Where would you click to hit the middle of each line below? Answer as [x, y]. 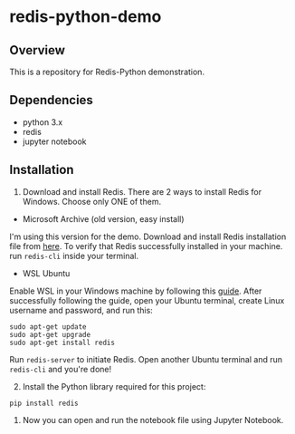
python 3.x [43, 122]
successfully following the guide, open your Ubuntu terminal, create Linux [147, 300]
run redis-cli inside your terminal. [74, 256]
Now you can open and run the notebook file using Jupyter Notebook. [153, 420]
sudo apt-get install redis [62, 342]
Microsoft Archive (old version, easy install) [103, 218]
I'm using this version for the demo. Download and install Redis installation [148, 236]
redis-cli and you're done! [61, 369]
